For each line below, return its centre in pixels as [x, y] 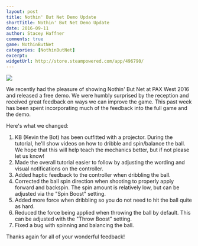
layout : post [22, 12]
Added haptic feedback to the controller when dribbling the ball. [92, 174]
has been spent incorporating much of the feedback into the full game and [97, 108]
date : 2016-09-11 [27, 28]
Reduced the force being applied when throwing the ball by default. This [103, 212]
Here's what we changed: [38, 125]
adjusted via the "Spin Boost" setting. [60, 193]
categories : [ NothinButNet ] [41, 50]
